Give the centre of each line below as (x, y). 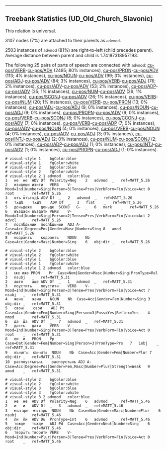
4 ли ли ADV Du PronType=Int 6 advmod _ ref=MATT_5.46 (78, 419)
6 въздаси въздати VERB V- (39, 211)
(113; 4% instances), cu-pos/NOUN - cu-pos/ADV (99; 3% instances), (75, 76)
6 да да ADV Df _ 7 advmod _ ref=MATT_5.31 (64, 321)
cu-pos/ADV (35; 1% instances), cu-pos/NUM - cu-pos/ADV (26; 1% (74, 91)
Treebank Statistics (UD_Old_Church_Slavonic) (79, 19)
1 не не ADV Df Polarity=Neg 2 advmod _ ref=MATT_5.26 (78, 180)
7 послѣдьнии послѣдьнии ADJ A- (43, 224)
